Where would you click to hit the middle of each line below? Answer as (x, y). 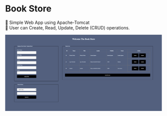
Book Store (28, 9)
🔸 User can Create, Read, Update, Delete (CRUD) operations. (68, 27)
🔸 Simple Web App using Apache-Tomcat (47, 22)
